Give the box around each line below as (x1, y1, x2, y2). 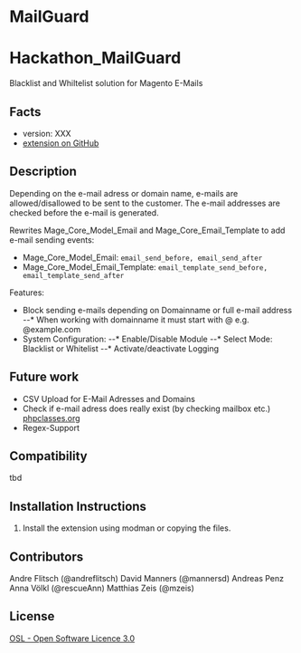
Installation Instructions (9, 498, 147, 514)
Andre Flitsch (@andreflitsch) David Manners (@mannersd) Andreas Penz (9, 573, 285, 583)
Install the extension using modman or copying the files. (22, 523, 231, 533)
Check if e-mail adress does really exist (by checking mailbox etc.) (22, 403, 271, 414)
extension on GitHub (22, 138, 99, 149)
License (9, 609, 55, 624)
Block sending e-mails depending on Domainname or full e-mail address (22, 304, 292, 315)
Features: (9, 287, 45, 298)
